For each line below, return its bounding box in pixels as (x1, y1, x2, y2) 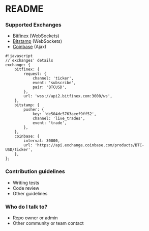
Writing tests (12, 179, 40, 186)
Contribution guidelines (5, 168, 65, 175)
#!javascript (5, 54, 33, 59)
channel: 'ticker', (32, 76, 74, 81)
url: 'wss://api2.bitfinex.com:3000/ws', (23, 94, 113, 99)
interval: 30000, (23, 138, 60, 143)
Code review (12, 185, 40, 191)
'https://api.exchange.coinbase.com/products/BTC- (35, 143, 144, 148)
